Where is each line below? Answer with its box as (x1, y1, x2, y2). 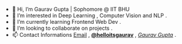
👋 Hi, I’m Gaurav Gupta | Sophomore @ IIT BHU (11, 6, 130, 12)
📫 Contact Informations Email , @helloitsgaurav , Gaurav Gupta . (11, 32, 177, 38)
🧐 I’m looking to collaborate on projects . (11, 24, 113, 32)
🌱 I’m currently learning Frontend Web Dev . (11, 18, 122, 25)
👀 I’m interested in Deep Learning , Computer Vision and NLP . (11, 12, 167, 19)
